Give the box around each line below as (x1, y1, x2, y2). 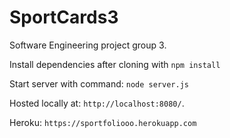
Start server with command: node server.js (9, 77, 189, 90)
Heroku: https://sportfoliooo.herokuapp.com (9, 116, 197, 128)
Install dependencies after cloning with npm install (9, 58, 221, 70)
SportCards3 (9, 6, 119, 29)
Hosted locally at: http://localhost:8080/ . (9, 97, 185, 109)
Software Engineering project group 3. (9, 39, 167, 51)
